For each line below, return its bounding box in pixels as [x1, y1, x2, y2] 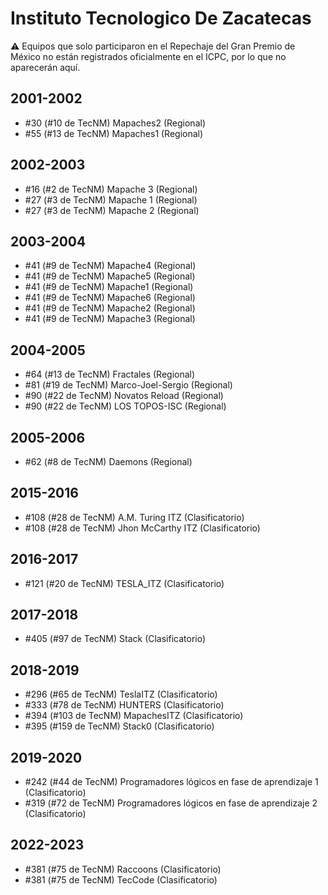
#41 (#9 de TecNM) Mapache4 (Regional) [24, 260, 197, 272]
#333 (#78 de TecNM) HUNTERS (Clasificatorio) [24, 699, 225, 711]
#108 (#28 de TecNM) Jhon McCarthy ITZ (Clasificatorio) [24, 522, 261, 534]
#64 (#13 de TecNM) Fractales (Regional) [24, 368, 196, 381]
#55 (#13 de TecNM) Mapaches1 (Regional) [24, 127, 204, 139]
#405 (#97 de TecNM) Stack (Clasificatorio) [24, 633, 207, 645]
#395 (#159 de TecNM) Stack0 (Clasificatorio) [24, 720, 215, 732]
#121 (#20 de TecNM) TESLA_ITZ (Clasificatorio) [24, 577, 225, 589]
